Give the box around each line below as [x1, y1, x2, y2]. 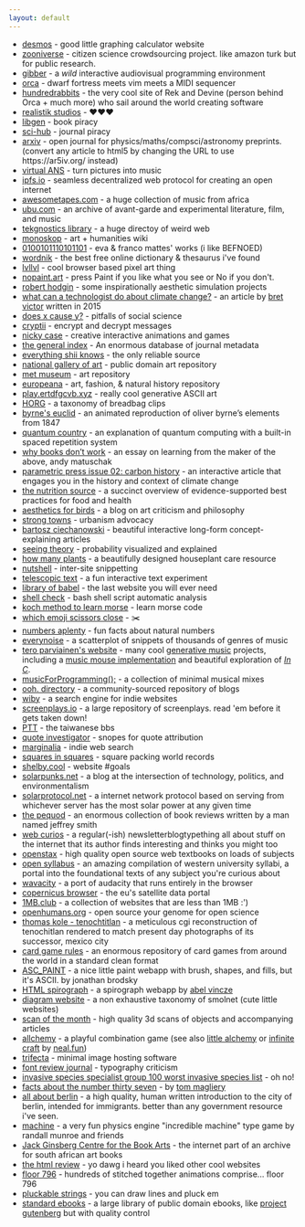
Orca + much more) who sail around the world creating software [21, 97, 264, 108]
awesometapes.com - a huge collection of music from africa [21, 194, 250, 205]
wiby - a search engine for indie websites [21, 693, 178, 703]
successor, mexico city [21, 936, 109, 947]
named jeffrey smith [21, 819, 98, 830]
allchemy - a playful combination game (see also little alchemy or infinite [21, 1032, 295, 1043]
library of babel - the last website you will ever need [21, 582, 218, 593]
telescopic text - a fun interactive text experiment [21, 572, 208, 583]
